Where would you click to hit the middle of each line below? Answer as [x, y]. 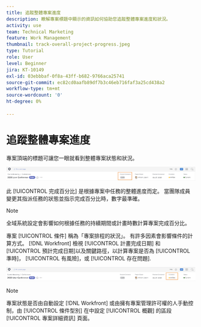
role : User [20, 57]
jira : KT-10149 [25, 70]
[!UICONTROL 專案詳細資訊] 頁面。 [49, 318]
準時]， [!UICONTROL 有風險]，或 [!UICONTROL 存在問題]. [79, 258]
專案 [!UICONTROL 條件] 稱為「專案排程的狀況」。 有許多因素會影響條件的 [97, 236]
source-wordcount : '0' [34, 95]
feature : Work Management [38, 38]
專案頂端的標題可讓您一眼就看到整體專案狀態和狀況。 [72, 158]
